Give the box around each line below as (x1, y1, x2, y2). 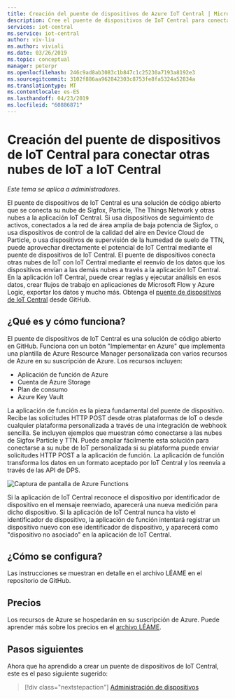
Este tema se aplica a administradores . (7, 184, 120, 193)
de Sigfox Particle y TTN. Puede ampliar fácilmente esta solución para (7, 436, 209, 444)
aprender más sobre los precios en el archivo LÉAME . (7, 623, 162, 631)
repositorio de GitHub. (7, 577, 71, 585)
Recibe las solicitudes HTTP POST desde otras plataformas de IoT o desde (7, 413, 222, 422)
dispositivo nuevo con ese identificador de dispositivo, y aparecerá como (7, 523, 219, 531)
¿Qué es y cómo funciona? (7, 316, 126, 328)
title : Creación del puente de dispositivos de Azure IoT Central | (7, 10, 211, 18)
